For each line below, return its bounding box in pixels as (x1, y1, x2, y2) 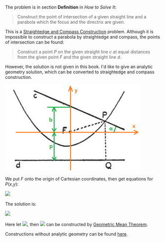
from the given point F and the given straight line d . (17, 54, 122, 60)
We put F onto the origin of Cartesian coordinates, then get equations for (5, 176, 153, 181)
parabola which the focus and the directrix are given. (17, 19, 125, 25)
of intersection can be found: (5, 39, 64, 45)
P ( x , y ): (5, 181, 19, 187)
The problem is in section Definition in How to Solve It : (5, 4, 117, 10)
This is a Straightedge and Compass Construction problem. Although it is (5, 29, 154, 34)
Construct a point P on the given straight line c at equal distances (17, 49, 151, 55)
